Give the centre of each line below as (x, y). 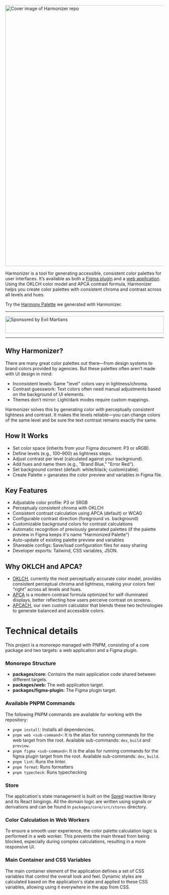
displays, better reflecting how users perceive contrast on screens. (82, 600)
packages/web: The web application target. (58, 685)
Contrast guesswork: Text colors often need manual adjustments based (87, 389)
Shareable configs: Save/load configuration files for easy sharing (80, 545)
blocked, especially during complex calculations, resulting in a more (75, 842)
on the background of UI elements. (49, 394)
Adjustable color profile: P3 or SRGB (50, 503)
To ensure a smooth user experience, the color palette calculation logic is (81, 831)
